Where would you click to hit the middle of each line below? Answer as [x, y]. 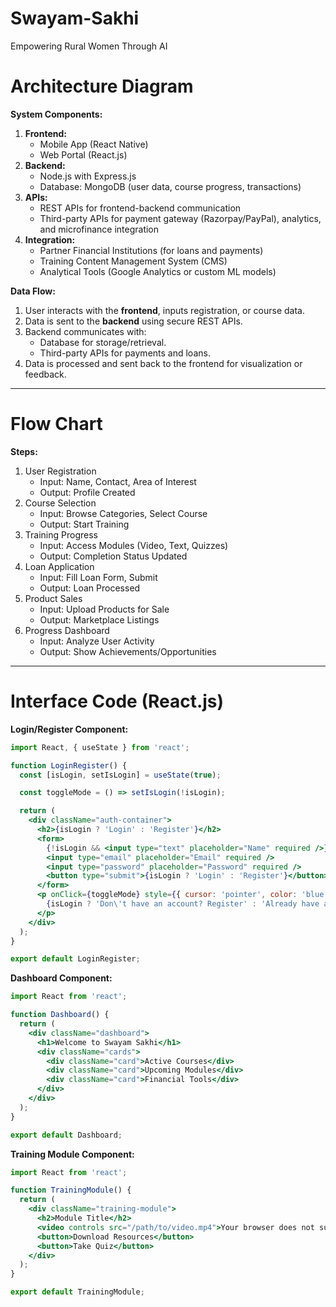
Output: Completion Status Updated [113, 556]
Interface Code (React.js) [117, 701]
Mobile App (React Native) [94, 144]
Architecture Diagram [102, 86]
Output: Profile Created [87, 492]
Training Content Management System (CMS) [133, 261]
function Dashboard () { [60, 1015]
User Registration [60, 471]
